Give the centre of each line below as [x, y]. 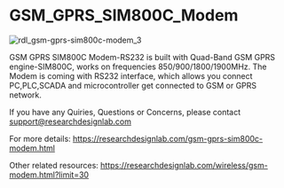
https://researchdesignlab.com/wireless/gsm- [184, 165]
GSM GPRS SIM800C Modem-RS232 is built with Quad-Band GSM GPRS [142, 57]
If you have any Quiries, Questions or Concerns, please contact [125, 112]
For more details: [40, 138]
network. [26, 95]
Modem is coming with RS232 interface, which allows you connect [131, 75]
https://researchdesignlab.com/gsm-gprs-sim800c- [168, 138]
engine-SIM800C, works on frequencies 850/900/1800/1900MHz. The [138, 67]
